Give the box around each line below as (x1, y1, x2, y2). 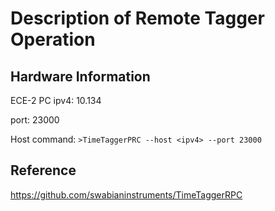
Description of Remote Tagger (10, 7, 265, 30)
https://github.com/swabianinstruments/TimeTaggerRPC (10, 188, 243, 201)
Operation (10, 28, 96, 51)
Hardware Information (10, 68, 151, 85)
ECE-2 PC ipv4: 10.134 (10, 95, 102, 106)
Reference (10, 162, 77, 179)
